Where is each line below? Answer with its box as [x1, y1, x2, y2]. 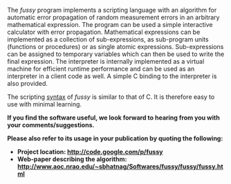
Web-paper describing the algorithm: [17, 155, 127, 163]
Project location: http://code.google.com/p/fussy [17, 148, 163, 156]
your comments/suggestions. [7, 121, 95, 129]
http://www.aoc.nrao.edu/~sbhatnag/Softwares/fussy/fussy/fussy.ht [17, 163, 223, 170]
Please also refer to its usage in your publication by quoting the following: [7, 134, 223, 142]
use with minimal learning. [7, 100, 82, 108]
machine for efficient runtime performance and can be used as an [7, 65, 195, 73]
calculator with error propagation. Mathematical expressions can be [7, 28, 201, 36]
